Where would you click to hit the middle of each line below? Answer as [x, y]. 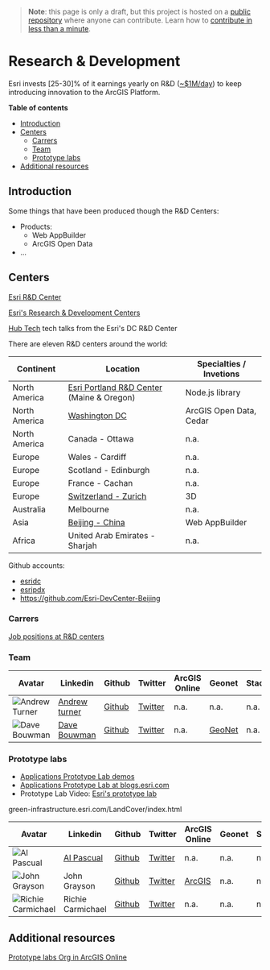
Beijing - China [96, 522]
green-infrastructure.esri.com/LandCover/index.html [95, 810]
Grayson [79, 886]
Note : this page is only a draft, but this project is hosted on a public [139, 12]
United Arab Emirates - [112, 535]
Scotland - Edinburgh [109, 470]
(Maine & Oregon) [102, 397]
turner [70, 712]
